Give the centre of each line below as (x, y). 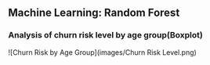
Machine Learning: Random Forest (94, 13)
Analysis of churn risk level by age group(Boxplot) (106, 35)
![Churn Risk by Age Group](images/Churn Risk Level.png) (103, 52)
